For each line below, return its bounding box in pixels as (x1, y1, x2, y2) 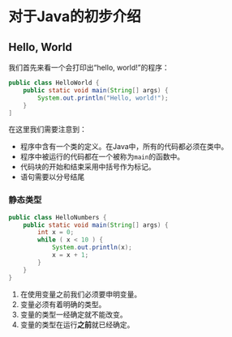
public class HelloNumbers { (8, 213, 107, 221)
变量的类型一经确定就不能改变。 (19, 309, 127, 319)
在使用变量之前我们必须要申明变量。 (19, 289, 142, 299)
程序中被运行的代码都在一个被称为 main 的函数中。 (19, 151, 185, 162)
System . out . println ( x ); (51, 244, 132, 252)
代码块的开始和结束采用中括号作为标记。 (19, 162, 156, 172)
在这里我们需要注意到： (8, 125, 87, 134)
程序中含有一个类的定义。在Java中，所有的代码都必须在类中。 (19, 142, 229, 151)
